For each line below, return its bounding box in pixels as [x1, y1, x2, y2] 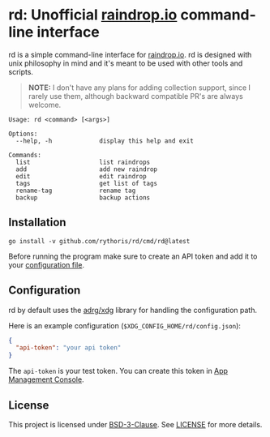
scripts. [8, 66, 34, 76]
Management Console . [8, 375, 84, 384]
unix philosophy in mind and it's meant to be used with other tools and [8, 58, 243, 68]
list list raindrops [15, 158, 151, 166]
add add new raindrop [15, 165, 158, 174]
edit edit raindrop [15, 172, 148, 180]
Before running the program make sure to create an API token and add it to [8, 251, 258, 261]
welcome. [28, 100, 62, 109]
